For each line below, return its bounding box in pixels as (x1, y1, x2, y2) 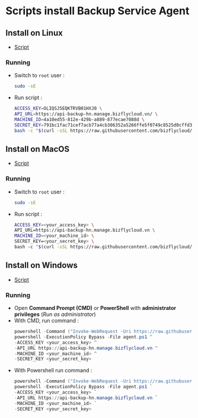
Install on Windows (5, 260, 78, 271)
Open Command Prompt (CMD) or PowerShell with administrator (14, 305, 177, 312)
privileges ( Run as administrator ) (14, 311, 96, 318)
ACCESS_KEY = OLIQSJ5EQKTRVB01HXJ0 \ (14, 106, 103, 112)
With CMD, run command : (14, 317, 79, 324)
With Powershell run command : (14, 367, 92, 374)
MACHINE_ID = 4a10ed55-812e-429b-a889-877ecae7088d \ (14, 116, 145, 122)
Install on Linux (5, 28, 63, 38)
